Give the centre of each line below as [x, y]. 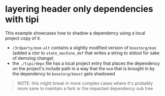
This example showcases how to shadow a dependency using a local [75, 33]
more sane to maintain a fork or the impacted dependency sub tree [85, 88]
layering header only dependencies [79, 9]
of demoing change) [33, 58]
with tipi [22, 19]
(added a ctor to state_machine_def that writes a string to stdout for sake [86, 53]
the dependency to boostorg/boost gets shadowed [64, 73]
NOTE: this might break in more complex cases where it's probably [85, 83]
